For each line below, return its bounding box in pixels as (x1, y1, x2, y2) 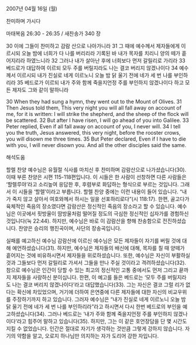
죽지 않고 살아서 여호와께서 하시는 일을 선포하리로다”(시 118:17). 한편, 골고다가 (12, 196, 190, 202)
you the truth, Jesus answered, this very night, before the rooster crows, (6, 129, 181, 136)
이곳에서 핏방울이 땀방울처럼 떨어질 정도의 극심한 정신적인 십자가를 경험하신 (16, 210, 189, 217)
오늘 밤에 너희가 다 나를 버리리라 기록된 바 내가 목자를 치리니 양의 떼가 (21, 50, 181, 57)
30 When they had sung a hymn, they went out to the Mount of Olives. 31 (6, 98, 182, 105)
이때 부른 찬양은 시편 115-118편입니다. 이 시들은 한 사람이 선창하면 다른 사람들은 (6, 173, 187, 180)
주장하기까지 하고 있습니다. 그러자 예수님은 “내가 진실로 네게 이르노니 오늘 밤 (12, 296, 186, 303)
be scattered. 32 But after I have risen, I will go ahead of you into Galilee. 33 (6, 117, 189, 124)
